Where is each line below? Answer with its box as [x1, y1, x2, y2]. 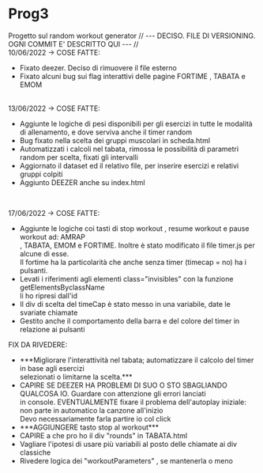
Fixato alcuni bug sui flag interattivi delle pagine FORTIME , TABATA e [19, 71, 246, 81]
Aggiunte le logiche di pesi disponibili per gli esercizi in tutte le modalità [19, 119, 253, 128]
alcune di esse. [19, 248, 70, 258]
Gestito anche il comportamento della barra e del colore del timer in [19, 316, 240, 325]
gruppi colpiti [19, 169, 63, 179]
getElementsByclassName [19, 282, 105, 292]
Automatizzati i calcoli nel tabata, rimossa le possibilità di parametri [19, 144, 239, 153]
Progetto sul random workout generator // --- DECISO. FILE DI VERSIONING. [8, 31, 256, 40]
